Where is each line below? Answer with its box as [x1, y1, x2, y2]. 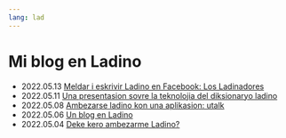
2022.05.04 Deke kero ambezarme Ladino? [20, 118, 180, 129]
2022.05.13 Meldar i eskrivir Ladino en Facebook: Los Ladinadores [20, 81, 265, 92]
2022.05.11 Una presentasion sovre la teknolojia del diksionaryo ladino [20, 90, 278, 101]
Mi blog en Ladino [8, 51, 142, 71]
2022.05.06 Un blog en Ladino [20, 109, 134, 120]
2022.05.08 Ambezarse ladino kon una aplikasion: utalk [20, 100, 225, 110]
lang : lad [8, 12, 45, 22]
